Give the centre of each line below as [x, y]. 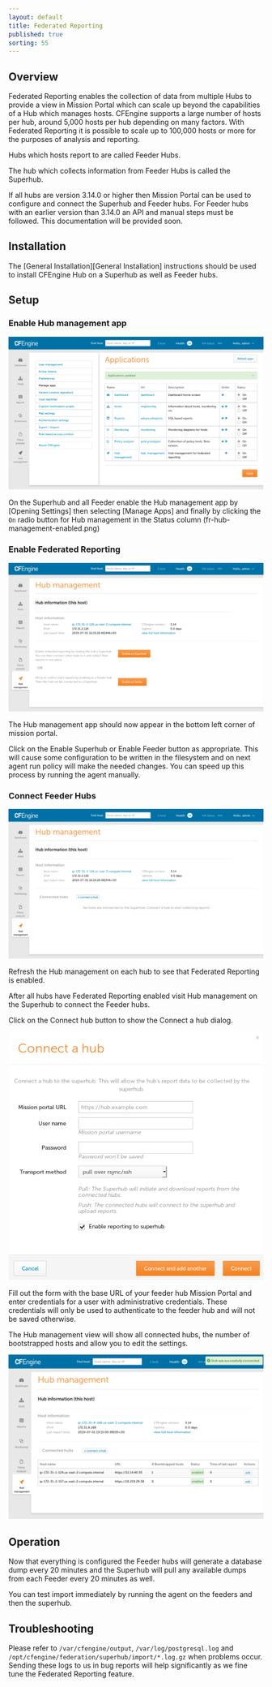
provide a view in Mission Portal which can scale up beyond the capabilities [134, 105]
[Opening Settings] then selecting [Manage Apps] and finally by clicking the [135, 511]
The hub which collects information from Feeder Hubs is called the [119, 171]
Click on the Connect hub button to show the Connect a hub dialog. [121, 1020]
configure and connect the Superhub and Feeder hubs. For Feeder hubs [128, 204]
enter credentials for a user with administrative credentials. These [118, 1302]
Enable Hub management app [68, 323]
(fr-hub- [217, 520]
